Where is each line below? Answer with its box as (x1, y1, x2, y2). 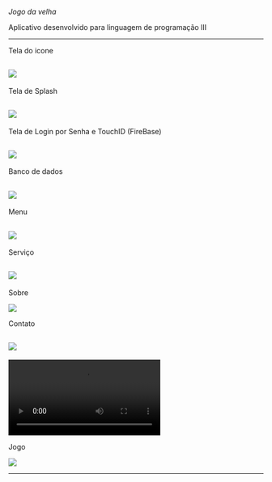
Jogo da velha (8, 7, 57, 16)
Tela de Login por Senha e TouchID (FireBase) (8, 126, 162, 136)
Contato (8, 319, 36, 328)
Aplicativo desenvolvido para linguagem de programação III (8, 23, 207, 32)
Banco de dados (8, 167, 63, 176)
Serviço (8, 247, 35, 257)
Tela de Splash (8, 86, 58, 95)
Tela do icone (8, 46, 54, 55)
